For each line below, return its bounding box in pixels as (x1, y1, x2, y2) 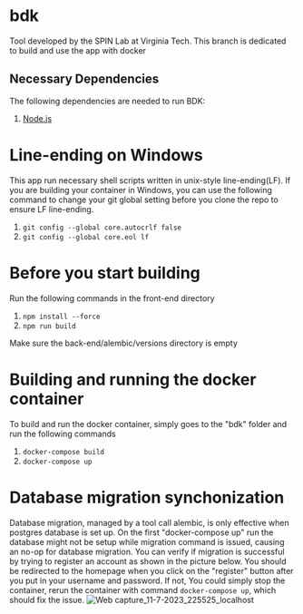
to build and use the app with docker (9, 44, 147, 55)
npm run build (22, 321, 76, 331)
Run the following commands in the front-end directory (9, 292, 215, 304)
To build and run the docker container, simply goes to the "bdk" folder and (9, 418, 288, 429)
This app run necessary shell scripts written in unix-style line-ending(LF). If (9, 174, 291, 186)
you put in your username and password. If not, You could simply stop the (9, 575, 286, 586)
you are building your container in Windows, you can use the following (9, 184, 272, 195)
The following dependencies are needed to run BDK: (9, 95, 206, 106)
